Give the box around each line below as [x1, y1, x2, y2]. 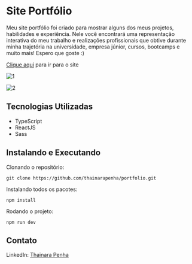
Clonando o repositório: [6, 163, 65, 171]
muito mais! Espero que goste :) [6, 49, 85, 56]
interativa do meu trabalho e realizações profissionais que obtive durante [6, 37, 187, 44]
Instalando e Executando [6, 148, 100, 158]
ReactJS [14, 124, 36, 131]
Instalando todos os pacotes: [6, 186, 78, 193]
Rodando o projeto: [6, 208, 54, 215]
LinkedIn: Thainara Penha [6, 251, 69, 259]
